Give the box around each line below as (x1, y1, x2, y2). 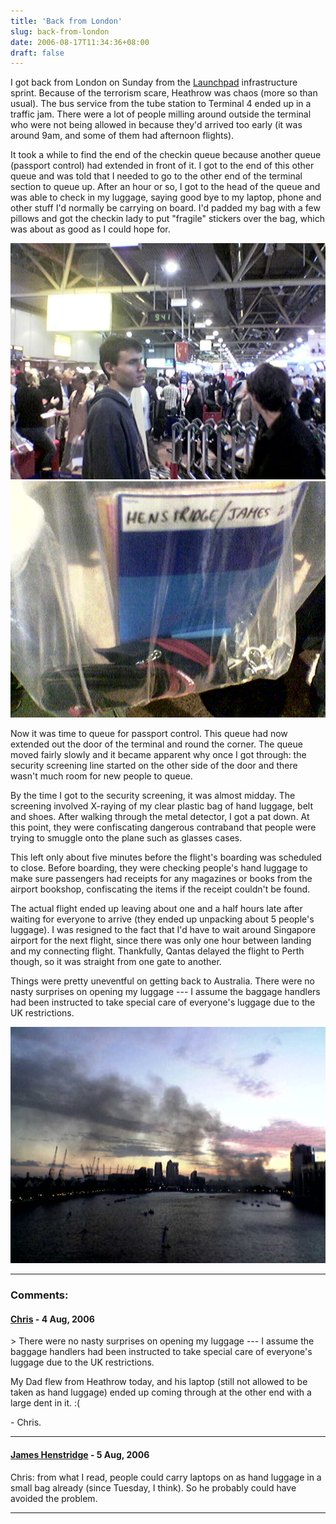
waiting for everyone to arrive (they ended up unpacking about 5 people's (10, 913, 315, 925)
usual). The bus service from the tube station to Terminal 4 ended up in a (10, 98, 312, 110)
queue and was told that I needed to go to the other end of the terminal (10, 170, 303, 182)
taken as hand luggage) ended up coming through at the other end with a (10, 1386, 312, 1399)
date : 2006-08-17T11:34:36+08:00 (10, 37, 150, 47)
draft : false (10, 48, 65, 58)
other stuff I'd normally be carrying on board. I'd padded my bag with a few (10, 202, 321, 214)
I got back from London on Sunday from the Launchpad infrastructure (10, 76, 298, 89)
